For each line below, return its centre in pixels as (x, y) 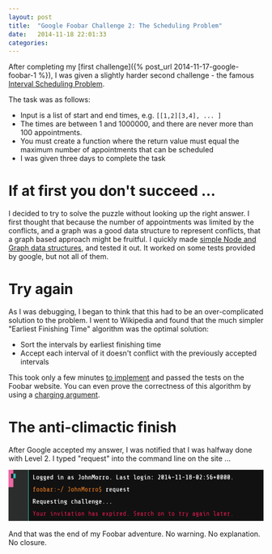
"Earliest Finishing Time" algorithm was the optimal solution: (108, 329)
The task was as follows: (49, 100)
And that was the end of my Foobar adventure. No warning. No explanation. (134, 534)
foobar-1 (22, 75)
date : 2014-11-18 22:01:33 (57, 34)
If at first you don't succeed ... (112, 191)
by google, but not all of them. (59, 257)
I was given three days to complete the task (93, 159)
